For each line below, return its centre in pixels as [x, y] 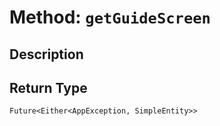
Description [46, 54]
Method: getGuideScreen [110, 17]
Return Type [48, 87]
